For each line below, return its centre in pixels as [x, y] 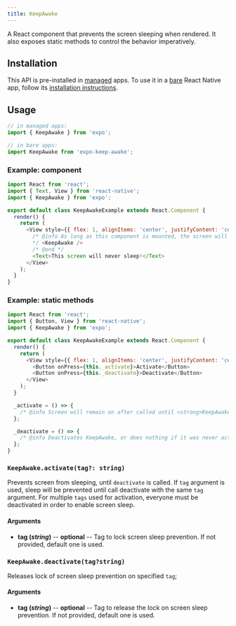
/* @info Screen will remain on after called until [97, 412]
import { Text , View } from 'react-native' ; [73, 191]
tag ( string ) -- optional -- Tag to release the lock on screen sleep [113, 608]
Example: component [45, 170]
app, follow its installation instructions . [63, 88]
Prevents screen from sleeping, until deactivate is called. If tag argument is [116, 483]
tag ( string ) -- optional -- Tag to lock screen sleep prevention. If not [117, 537]
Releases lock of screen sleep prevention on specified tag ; [92, 576]
